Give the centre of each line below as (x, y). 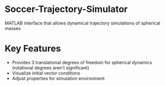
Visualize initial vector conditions (46, 73)
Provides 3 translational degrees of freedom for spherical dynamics (82, 62)
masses (13, 28)
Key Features (33, 49)
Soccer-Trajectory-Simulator (66, 9)
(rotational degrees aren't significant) (51, 67)
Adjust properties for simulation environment (58, 78)
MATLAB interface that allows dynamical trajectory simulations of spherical (82, 23)
